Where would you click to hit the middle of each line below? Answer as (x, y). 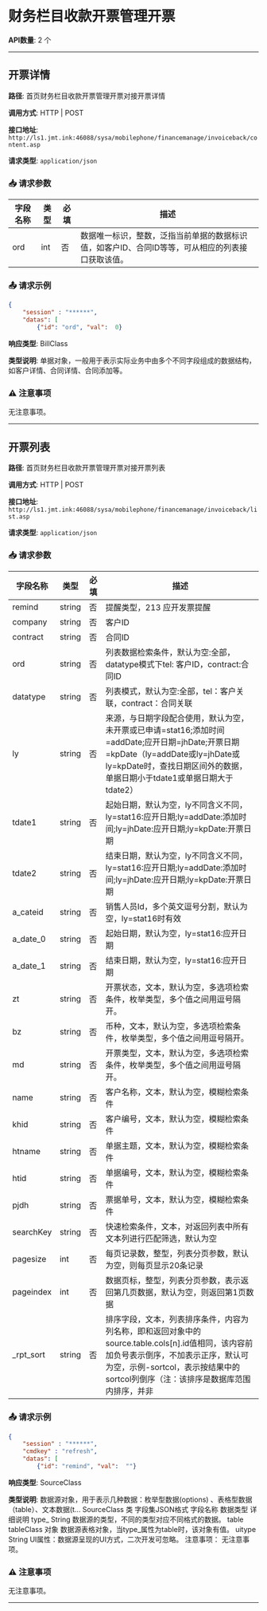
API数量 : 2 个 (30, 40)
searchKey (32, 1232)
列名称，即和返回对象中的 (153, 1331)
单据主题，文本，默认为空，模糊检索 (173, 1146)
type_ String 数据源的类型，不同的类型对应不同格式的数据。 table (137, 1519)
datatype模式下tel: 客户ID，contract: (173, 664)
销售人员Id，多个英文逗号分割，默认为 (176, 907)
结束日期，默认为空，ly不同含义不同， (176, 856)
